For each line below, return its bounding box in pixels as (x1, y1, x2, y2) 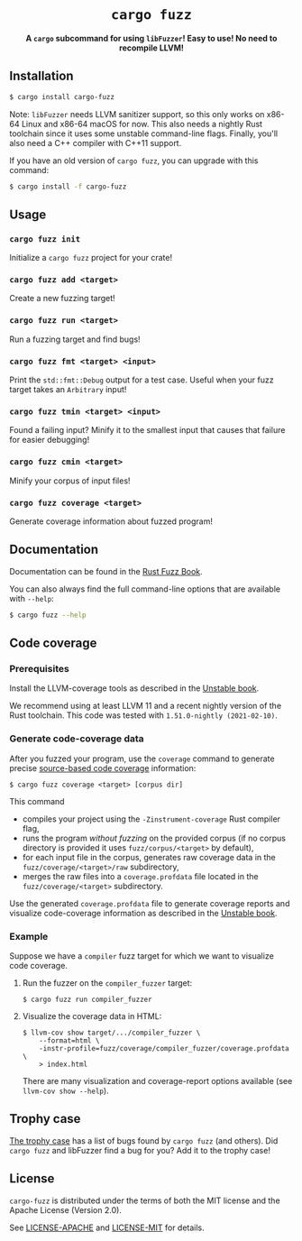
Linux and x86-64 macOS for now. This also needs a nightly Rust (21, 118, 263, 129)
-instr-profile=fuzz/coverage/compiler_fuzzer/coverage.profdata (39, 1043, 290, 1053)
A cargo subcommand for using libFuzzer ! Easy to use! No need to (25, 32, 278, 43)
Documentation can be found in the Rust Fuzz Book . (9, 565, 203, 576)
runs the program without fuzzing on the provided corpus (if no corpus (22, 832, 287, 843)
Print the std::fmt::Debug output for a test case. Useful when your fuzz (9, 374, 274, 385)
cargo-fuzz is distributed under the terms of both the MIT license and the (9, 1195, 281, 1206)
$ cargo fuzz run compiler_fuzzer (22, 995, 152, 1004)
